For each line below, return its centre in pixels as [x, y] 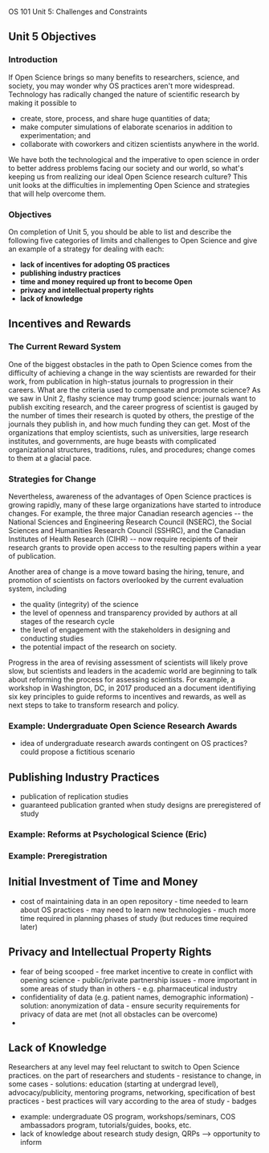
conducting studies [52, 638]
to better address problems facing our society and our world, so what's [126, 168]
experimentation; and [55, 135]
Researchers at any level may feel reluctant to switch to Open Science [124, 1067]
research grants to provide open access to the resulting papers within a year [135, 547]
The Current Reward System [65, 347]
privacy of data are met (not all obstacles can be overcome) [119, 1014]
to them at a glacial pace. [50, 458]
